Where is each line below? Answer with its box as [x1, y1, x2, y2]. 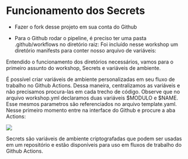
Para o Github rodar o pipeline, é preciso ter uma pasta [14, 34, 147, 41]
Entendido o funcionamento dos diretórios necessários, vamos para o [6, 58, 174, 65]
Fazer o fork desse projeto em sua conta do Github [14, 23, 137, 30]
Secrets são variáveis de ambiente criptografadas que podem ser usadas [6, 135, 182, 142]
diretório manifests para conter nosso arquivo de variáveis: [14, 47, 156, 54]
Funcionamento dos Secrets [6, 4, 145, 17]
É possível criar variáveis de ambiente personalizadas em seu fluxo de [6, 76, 175, 83]
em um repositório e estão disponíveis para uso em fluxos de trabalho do [6, 141, 182, 148]
